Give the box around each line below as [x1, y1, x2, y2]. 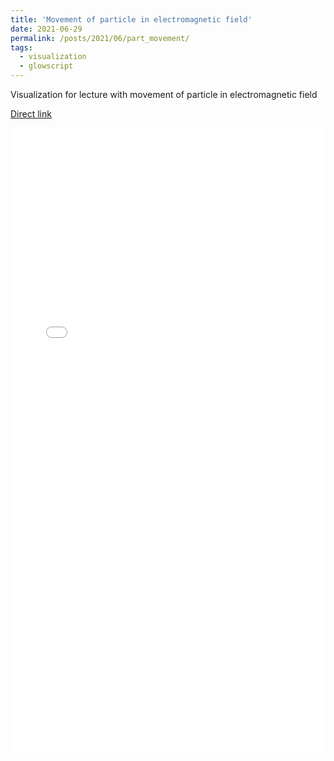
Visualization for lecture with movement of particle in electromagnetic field [10, 89, 318, 100]
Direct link [10, 108, 52, 120]
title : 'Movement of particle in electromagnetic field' [10, 14, 253, 25]
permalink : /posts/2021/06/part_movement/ [10, 33, 190, 43]
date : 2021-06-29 [10, 24, 83, 34]
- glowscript [19, 61, 74, 71]
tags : [10, 42, 33, 53]
